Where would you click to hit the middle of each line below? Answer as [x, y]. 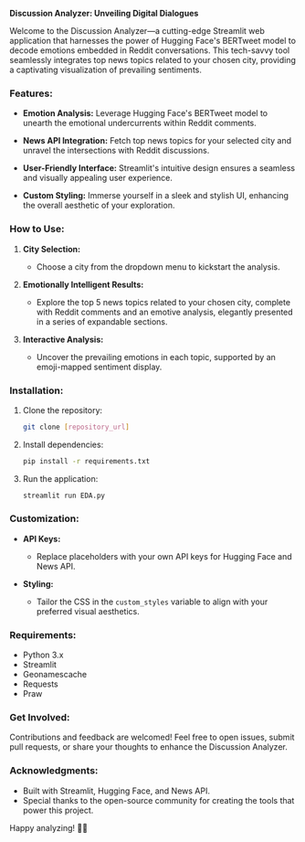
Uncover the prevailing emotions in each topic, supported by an [156, 357]
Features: [31, 93]
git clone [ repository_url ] [76, 427]
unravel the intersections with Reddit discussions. [116, 151]
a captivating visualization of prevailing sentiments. [106, 69]
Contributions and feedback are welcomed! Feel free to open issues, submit [152, 737]
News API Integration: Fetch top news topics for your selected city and [157, 141]
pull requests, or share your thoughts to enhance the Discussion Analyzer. [148, 747]
